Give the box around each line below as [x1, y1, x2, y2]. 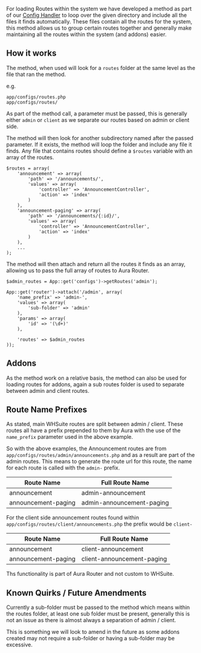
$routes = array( [6, 165, 50, 171]
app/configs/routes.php [6, 94, 66, 100]
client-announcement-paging [81, 555, 167, 563]
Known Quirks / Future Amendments [6, 588, 147, 598]
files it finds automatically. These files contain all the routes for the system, [6, 18, 193, 25]
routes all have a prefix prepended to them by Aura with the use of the [6, 427, 181, 434]
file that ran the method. [6, 71, 66, 78]
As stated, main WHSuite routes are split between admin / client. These [6, 421, 183, 428]
